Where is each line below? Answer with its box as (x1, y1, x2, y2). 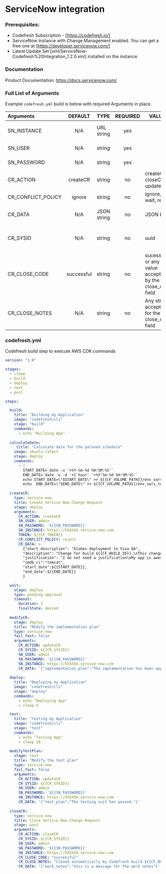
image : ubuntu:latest (14, 449, 58, 455)
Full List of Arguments (5, 89, 59, 96)
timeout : (14, 597, 32, 602)
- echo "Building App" (18, 431, 65, 436)
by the (145, 277, 160, 284)
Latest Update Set (12, 48, 49, 54)
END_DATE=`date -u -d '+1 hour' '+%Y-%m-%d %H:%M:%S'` (23, 472, 138, 477)
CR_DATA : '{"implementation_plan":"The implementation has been (18, 666, 154, 671)
